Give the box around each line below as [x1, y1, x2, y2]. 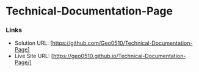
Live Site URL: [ [14, 53, 54, 60]
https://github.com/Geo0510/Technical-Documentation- [52, 39, 193, 47]
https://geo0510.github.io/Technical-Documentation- [53, 53, 186, 60]
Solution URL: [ [14, 39, 52, 47]
